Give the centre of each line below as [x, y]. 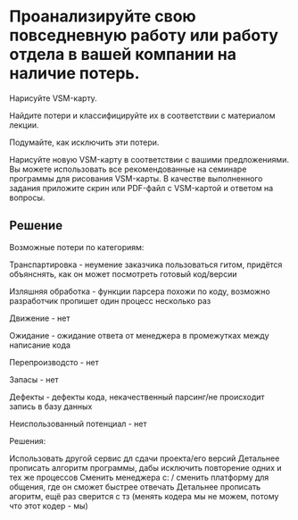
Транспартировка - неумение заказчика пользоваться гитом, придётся [146, 264]
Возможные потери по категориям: [77, 247]
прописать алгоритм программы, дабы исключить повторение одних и [145, 467]
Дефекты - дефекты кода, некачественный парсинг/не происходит [137, 397]
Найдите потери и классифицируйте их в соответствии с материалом [142, 115]
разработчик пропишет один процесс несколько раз [110, 300]
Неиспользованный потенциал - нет [78, 424]
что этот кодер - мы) [49, 506]
